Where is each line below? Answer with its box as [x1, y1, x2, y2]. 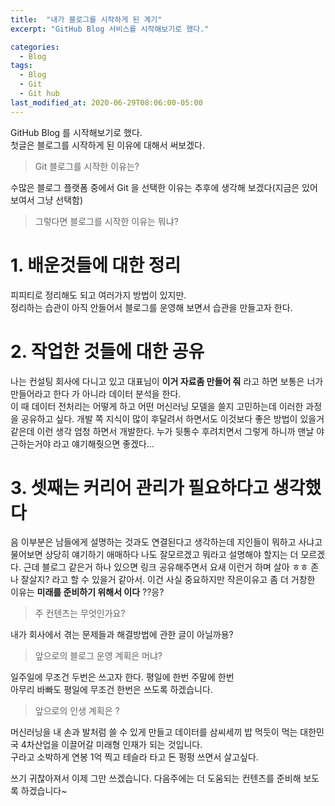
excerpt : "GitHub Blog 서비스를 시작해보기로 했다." [10, 24, 210, 34]
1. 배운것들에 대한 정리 [10, 254, 182, 276]
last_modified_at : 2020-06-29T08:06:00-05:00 [10, 97, 203, 108]
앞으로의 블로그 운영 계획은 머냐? [34, 650, 163, 662]
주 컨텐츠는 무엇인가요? [34, 607, 126, 620]
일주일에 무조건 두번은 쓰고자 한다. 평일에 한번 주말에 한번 [10, 671, 235, 683]
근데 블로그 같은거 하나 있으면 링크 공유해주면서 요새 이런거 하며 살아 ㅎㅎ [23, 561, 309, 573]
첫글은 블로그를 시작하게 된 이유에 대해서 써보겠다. [10, 139, 206, 151]
